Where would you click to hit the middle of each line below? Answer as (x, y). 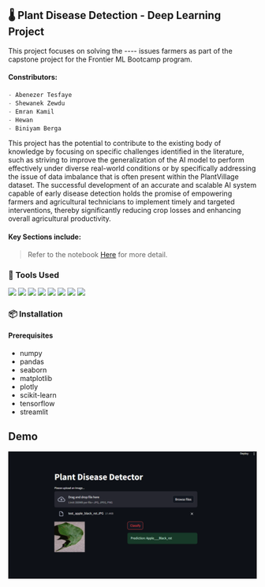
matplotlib (36, 379)
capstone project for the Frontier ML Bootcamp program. (101, 59)
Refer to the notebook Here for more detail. (97, 254)
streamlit (34, 412)
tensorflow (37, 404)
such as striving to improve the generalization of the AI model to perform (126, 160)
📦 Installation (35, 314)
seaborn (33, 370)
